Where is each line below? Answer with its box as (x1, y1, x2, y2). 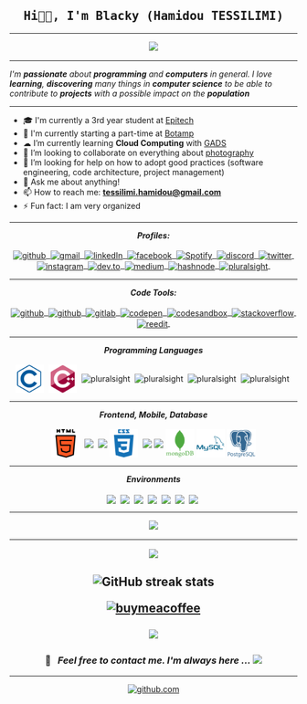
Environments (126, 473, 181, 484)
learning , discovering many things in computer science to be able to (9, 78, 272, 89)
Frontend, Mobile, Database (99, 409, 208, 420)
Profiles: (136, 229, 171, 241)
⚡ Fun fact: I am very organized (22, 200, 142, 211)
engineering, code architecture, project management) (22, 166, 226, 177)
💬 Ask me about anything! (22, 176, 121, 187)
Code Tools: (130, 288, 177, 299)
